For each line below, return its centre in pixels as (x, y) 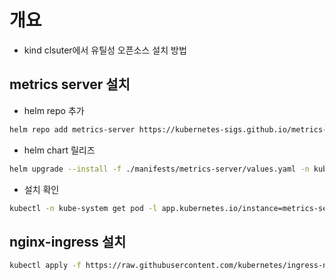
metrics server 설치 (70, 84)
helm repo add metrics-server (72, 129)
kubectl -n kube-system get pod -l (83, 208)
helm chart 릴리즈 (59, 150)
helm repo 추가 (54, 110)
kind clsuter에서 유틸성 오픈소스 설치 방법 (105, 50)
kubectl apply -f (45, 266)
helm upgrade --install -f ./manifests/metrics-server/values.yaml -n (159, 169)
